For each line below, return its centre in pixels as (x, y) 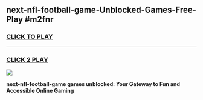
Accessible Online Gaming (40, 90)
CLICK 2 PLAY (27, 59)
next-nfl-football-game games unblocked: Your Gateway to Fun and (93, 84)
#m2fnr (39, 20)
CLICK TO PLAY (30, 37)
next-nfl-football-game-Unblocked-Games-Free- (101, 10)
